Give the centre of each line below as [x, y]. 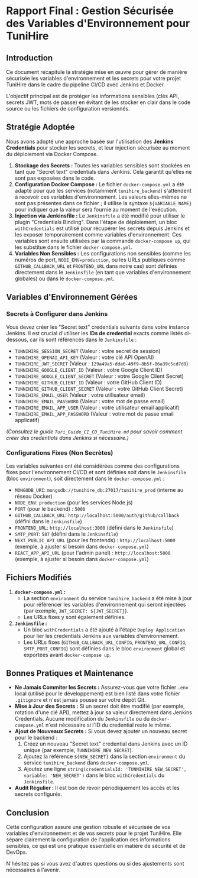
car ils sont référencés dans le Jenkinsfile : [83, 339]
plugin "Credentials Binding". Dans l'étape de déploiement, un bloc [96, 222]
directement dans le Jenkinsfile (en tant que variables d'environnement [103, 272]
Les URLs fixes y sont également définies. [74, 617]
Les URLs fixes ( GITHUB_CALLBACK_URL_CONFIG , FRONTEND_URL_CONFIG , [105, 642]
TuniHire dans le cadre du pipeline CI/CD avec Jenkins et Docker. [86, 85]
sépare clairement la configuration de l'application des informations [88, 840]
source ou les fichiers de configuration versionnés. [68, 108]
